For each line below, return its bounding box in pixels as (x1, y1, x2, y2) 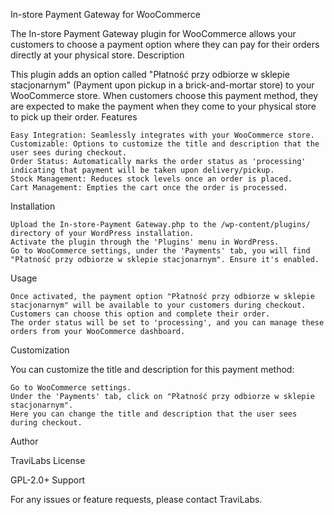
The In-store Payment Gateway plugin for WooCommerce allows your (10, 28, 297, 39)
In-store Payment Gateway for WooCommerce (10, 9, 201, 20)
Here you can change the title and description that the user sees (10, 409, 298, 419)
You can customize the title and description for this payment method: (10, 364, 295, 375)
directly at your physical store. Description (10, 49, 185, 61)
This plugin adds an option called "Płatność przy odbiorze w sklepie (10, 69, 290, 80)
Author (10, 435, 39, 447)
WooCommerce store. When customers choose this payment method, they (10, 90, 319, 101)
